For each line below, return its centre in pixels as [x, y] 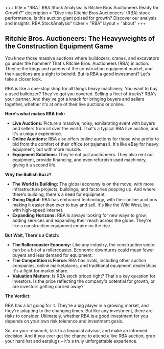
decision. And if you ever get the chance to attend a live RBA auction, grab [80, 336]
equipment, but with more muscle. [47, 149]
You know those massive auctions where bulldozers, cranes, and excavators [82, 58]
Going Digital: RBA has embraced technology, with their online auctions [85, 199]
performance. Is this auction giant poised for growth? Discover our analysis [81, 18]
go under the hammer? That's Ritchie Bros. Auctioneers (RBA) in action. [77, 63]
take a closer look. [24, 79]
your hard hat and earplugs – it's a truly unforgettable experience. [71, 341]
